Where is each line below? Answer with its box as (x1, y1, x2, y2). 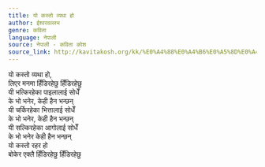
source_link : (8, 48, 51, 56)
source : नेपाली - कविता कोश (8, 41, 87, 49)
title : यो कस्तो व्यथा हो (8, 11, 75, 20)
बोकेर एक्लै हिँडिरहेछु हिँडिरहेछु (8, 150, 81, 158)
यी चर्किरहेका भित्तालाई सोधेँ (8, 106, 76, 114)
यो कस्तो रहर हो (8, 141, 49, 150)
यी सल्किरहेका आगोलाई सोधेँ (8, 123, 79, 132)
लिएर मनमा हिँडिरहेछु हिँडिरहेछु (8, 79, 83, 87)
